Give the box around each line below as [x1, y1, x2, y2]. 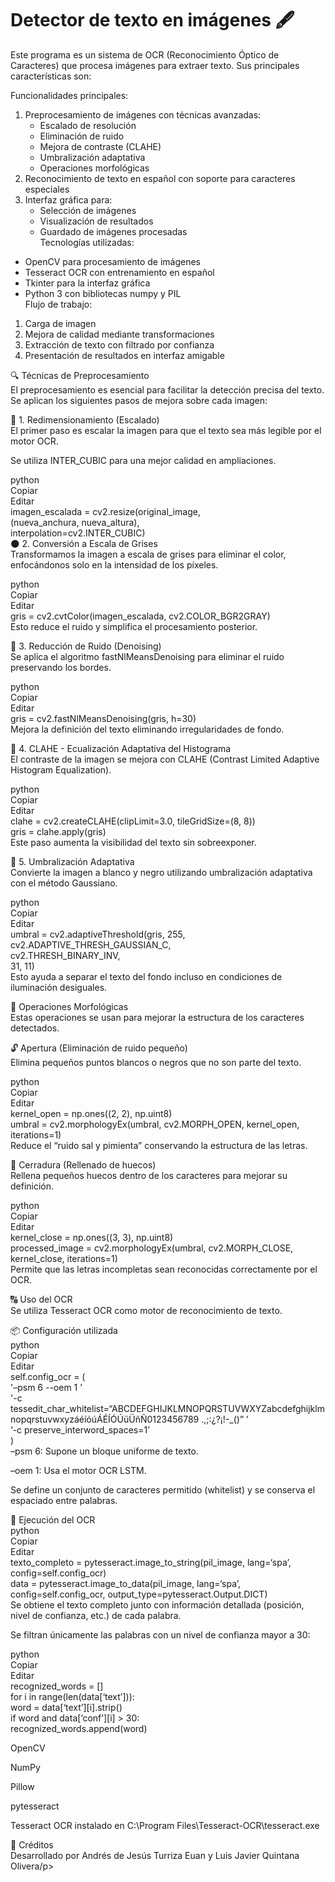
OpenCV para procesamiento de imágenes [24, 255, 202, 267]
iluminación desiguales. [10, 981, 108, 993]
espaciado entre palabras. [10, 1494, 118, 1506]
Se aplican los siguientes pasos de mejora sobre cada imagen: [10, 394, 268, 406]
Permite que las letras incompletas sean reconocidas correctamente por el [10, 1263, 318, 1275]
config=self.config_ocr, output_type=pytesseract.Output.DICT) [10, 1588, 268, 1600]
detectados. [10, 1022, 60, 1034]
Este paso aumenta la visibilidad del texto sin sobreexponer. [10, 836, 257, 848]
